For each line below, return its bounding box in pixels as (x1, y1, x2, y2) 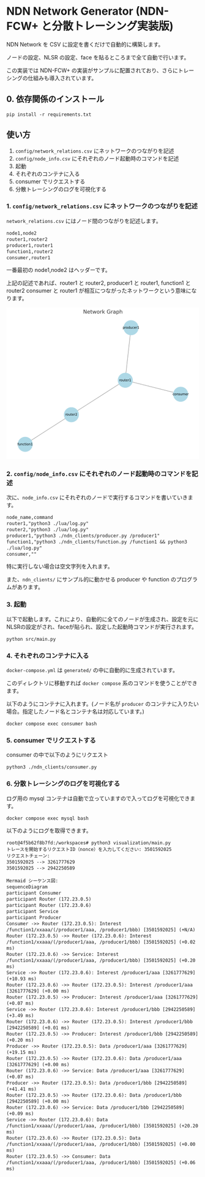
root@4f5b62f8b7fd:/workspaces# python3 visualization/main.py (6, 839, 171, 846)
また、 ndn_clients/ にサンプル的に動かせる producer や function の (6, 576, 176, 583)
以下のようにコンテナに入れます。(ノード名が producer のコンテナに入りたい (6, 700, 199, 707)
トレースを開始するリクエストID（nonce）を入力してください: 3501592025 (6, 846, 172, 852)
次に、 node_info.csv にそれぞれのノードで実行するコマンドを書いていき (6, 494, 188, 501)
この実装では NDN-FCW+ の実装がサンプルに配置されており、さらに (6, 66, 179, 74)
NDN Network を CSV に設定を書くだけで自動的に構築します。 (6, 40, 164, 48)
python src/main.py (6, 636, 56, 642)
